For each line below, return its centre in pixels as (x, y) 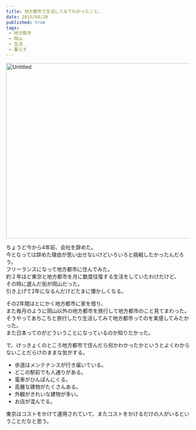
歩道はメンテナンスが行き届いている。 (60, 365)
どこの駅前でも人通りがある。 (50, 372)
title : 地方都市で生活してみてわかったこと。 (54, 11)
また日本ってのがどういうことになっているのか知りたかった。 (80, 332)
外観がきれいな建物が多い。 (48, 394)
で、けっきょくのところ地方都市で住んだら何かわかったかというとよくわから (98, 345)
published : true (26, 22)
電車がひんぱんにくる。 (43, 379)
